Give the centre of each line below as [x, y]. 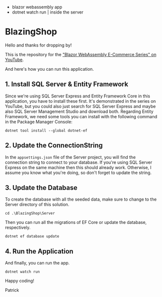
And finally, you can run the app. [37, 263]
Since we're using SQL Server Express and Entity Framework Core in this [78, 96]
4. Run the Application [39, 251]
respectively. [18, 228]
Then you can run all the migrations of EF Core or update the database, [76, 222]
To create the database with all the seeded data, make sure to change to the [81, 199]
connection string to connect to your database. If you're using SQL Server [79, 162]
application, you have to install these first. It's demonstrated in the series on [81, 101]
